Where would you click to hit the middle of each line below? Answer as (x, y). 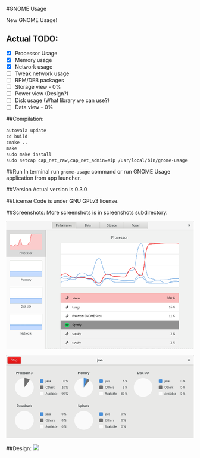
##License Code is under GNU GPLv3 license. (62, 201)
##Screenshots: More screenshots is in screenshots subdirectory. (87, 213)
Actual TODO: (32, 39)
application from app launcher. (44, 178)
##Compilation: (25, 119)
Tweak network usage (42, 73)
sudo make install (29, 154)
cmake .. (17, 143)
